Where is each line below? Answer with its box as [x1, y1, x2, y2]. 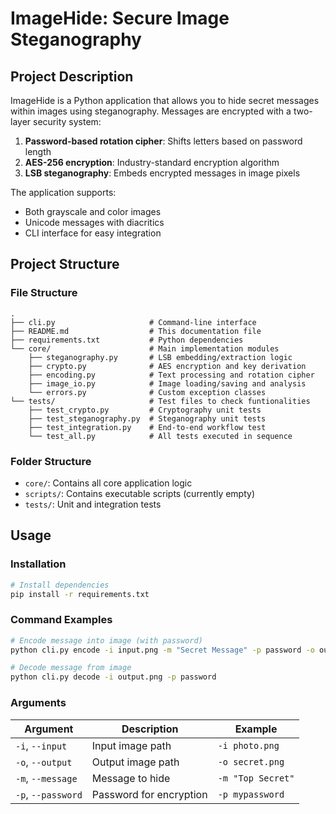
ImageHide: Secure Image [10, 7, 230, 30]
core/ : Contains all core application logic [24, 477, 193, 489]
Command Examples [10, 613, 113, 627]
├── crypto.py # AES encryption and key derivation [28, 361, 307, 371]
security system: [33, 116, 102, 127]
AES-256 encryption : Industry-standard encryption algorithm [24, 157, 280, 168]
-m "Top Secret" [217, 772, 295, 784]
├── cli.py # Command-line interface [10, 317, 257, 327]
